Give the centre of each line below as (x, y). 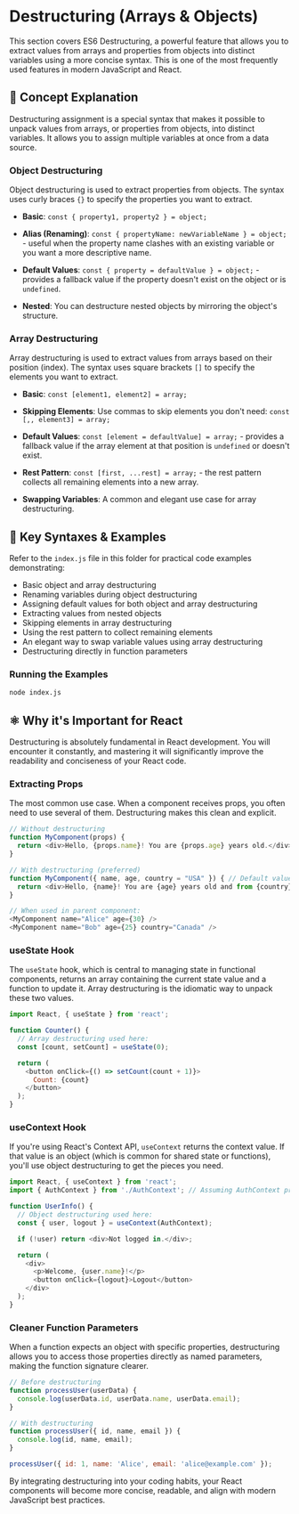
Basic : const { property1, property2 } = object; (114, 216)
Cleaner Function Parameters (74, 1327)
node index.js (36, 693)
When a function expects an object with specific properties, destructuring (145, 1347)
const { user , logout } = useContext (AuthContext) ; (115, 1223)
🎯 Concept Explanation (74, 98)
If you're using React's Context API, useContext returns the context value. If (147, 1147)
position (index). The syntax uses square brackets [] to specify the (132, 368)
